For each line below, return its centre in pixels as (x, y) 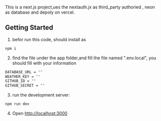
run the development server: (41, 95)
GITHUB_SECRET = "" (25, 86)
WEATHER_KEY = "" (23, 76)
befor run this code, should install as (49, 39)
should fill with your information (44, 63)
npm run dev (17, 104)
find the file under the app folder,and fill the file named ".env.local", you (84, 58)
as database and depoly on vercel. (40, 12)
